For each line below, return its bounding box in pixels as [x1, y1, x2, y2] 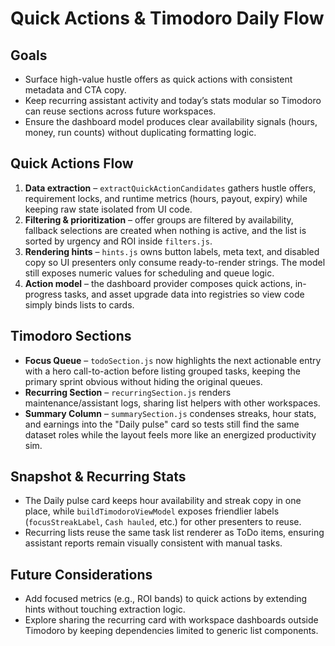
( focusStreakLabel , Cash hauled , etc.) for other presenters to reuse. [24, 516, 302, 528]
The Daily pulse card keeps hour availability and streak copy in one [24, 495, 302, 507]
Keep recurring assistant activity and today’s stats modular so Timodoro [24, 95, 322, 106]
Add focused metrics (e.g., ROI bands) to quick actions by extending [24, 593, 308, 605]
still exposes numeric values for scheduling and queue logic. [24, 267, 275, 279]
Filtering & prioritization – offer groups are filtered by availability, [24, 213, 294, 226]
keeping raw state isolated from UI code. [24, 203, 193, 215]
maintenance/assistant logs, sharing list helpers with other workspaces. [24, 397, 321, 409]
